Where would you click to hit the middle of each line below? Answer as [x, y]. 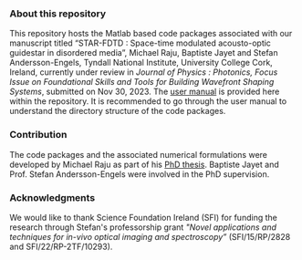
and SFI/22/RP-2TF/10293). [61, 246]
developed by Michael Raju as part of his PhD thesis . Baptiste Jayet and [145, 164]
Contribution [38, 135]
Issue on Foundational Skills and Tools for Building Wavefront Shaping [142, 82]
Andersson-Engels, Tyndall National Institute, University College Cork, [141, 63]
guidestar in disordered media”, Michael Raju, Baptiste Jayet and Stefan [144, 53]
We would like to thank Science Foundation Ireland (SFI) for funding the [144, 217]
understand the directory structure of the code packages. [118, 111]
